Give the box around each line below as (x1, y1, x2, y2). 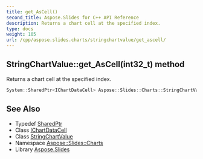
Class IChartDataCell (14, 126, 67, 134)
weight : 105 (6, 31, 36, 37)
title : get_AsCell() (6, 8, 59, 15)
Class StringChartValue (14, 132, 74, 140)
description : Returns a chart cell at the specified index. (6, 20, 161, 26)
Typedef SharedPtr (14, 120, 63, 127)
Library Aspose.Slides (14, 146, 70, 153)
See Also (6, 104, 40, 114)
